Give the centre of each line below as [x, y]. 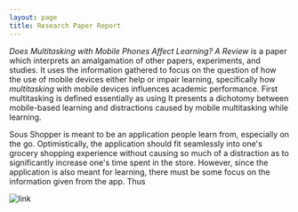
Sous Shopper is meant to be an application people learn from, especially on [149, 134]
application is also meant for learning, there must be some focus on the [140, 172]
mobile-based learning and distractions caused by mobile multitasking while [149, 107]
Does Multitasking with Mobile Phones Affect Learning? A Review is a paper [148, 51]
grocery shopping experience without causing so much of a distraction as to [149, 153]
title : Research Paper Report [65, 26]
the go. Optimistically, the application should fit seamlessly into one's [136, 144]
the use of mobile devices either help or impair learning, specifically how [142, 79]
